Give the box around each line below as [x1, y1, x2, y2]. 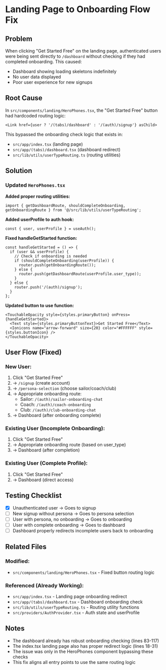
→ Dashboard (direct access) [12, 477, 74, 483]
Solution [5, 166, 32, 175]
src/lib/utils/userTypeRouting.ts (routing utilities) [12, 152, 121, 158]
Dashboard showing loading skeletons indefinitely [12, 68, 117, 74]
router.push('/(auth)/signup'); [14, 284, 82, 289]
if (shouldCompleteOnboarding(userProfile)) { [14, 258, 114, 263]
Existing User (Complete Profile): [5, 459, 88, 467]
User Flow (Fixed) [5, 348, 62, 356]
